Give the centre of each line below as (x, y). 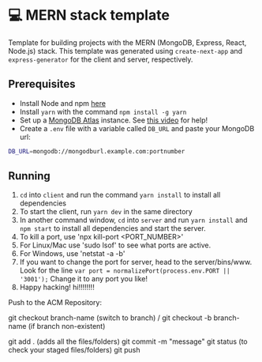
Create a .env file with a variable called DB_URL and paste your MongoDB (137, 128)
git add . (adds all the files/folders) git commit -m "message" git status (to (128, 341)
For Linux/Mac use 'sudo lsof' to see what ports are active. (115, 245)
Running (30, 176)
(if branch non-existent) (67, 326)
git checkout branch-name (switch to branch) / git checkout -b (110, 318)
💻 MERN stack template (89, 15)
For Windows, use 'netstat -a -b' (72, 254)
